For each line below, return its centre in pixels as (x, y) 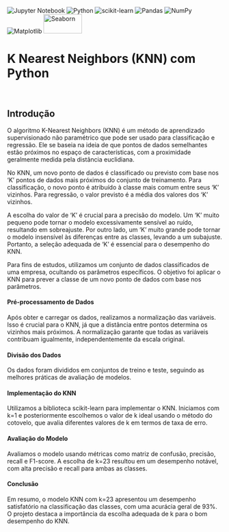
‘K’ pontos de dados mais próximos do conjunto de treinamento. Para (104, 180)
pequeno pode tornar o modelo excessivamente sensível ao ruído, (100, 222)
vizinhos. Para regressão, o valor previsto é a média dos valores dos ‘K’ (108, 194)
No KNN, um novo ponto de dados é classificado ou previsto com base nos (113, 173)
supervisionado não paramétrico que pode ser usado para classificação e (111, 138)
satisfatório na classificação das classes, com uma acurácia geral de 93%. (112, 506)
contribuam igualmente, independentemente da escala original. (96, 339)
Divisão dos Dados (34, 355)
